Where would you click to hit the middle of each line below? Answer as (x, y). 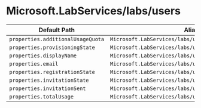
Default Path (57, 30)
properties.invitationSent (48, 88)
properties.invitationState (49, 80)
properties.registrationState (52, 72)
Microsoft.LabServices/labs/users (94, 11)
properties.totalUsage (41, 96)
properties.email (34, 64)
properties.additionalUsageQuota (57, 39)
